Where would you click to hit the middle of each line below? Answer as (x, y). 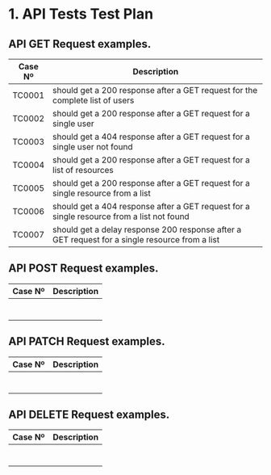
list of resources (83, 170)
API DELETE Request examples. (89, 415)
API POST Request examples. (83, 269)
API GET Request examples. (80, 44)
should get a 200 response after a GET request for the (155, 90)
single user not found (92, 147)
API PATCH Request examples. (87, 341)
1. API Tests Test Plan (81, 14)
